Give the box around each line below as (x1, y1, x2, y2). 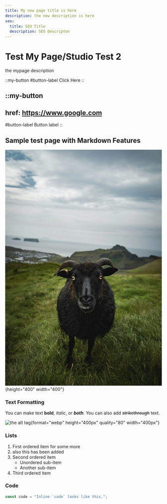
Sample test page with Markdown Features (5, 136, 141, 144)
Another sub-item (19, 465, 56, 471)
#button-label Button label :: (5, 122, 63, 128)
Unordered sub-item (19, 459, 62, 465)
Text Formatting (5, 398, 45, 405)
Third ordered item (12, 470, 51, 476)
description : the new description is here (5, 13, 94, 18)
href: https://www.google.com (5, 109, 102, 117)
